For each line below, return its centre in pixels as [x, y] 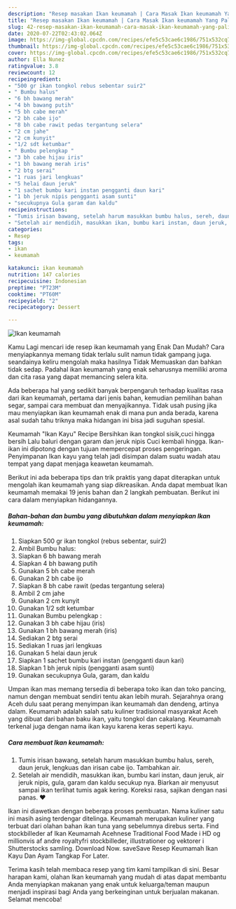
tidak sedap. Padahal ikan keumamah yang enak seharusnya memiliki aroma [118, 370]
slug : [16, 27]
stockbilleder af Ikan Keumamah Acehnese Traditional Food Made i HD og [114, 834]
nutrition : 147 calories [44, 275]
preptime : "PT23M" [35, 288]
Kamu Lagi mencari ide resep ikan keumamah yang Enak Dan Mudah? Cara [116, 347]
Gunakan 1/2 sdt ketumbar [56, 608]
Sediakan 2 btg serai [48, 638]
